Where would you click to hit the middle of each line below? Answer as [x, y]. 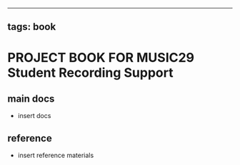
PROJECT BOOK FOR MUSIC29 [101, 57]
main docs [31, 99]
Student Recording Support [90, 73]
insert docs [34, 116]
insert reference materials [56, 155]
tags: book [32, 27]
